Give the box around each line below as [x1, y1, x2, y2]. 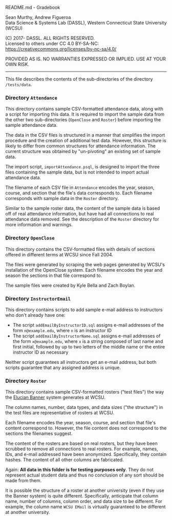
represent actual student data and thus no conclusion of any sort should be [5, 472, 164, 478]
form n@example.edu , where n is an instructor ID [12, 327, 112, 333]
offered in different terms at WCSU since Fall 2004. [5, 251, 114, 257]
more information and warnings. [5, 222, 73, 228]
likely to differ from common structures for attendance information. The [5, 143, 156, 149]
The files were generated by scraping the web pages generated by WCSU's [5, 261, 165, 268]
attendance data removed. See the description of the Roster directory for [5, 216, 160, 222]
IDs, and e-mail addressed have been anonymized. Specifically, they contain [5, 451, 167, 458]
